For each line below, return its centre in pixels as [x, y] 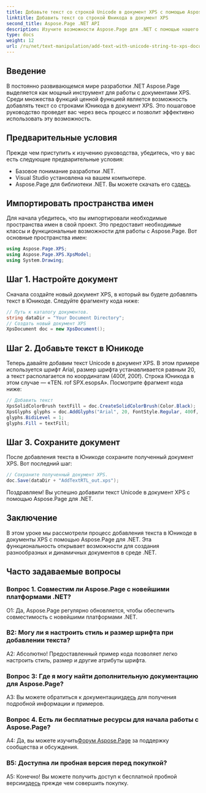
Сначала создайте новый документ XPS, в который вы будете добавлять [102, 294]
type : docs [20, 35]
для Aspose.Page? [35, 684]
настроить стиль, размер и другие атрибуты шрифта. [77, 660]
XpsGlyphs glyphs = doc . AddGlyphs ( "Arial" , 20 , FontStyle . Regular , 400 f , [103, 412]
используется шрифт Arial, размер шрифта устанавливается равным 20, [101, 369]
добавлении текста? [38, 640]
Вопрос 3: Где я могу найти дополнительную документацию [102, 676]
